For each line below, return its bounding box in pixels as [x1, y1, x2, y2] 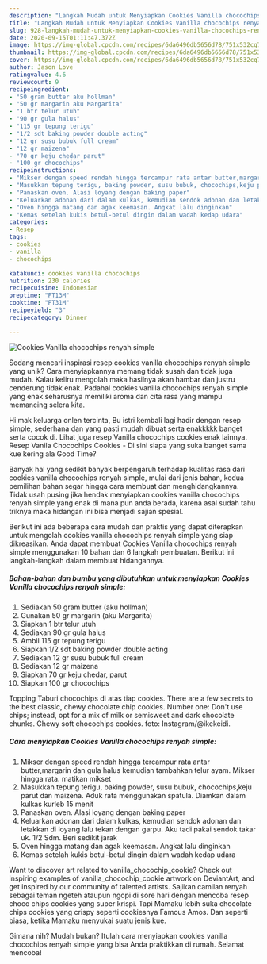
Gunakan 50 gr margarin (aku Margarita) [20, 610, 153, 620]
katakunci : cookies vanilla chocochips [9, 269, 141, 278]
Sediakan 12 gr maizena [20, 661, 98, 670]
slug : [9, 26, 27, 34]
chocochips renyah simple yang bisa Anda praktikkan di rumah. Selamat [9, 939, 245, 949]
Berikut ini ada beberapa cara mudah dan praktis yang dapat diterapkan [9, 521, 244, 532]
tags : [9, 233, 27, 241]
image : [9, 41, 31, 49]
